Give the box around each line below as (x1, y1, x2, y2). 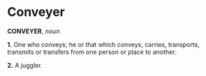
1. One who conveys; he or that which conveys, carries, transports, (7, 40, 200, 48)
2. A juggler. (7, 61, 43, 69)
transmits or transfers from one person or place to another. (7, 48, 177, 56)
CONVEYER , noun (7, 27, 60, 35)
